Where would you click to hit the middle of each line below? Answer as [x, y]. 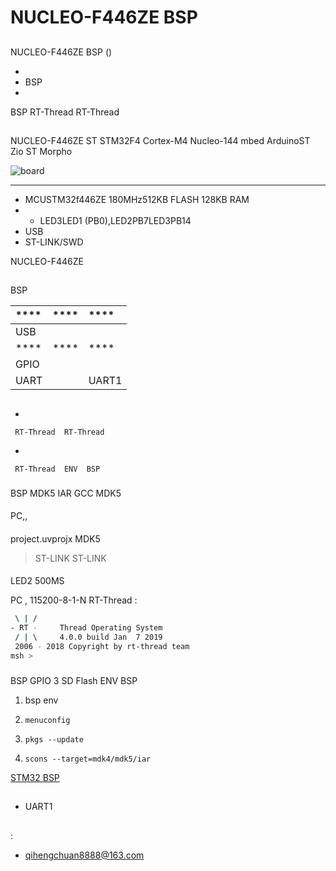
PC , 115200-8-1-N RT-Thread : [74, 600]
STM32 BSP [35, 777]
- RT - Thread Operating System [86, 628]
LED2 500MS [37, 581]
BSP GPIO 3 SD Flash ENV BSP [74, 680]
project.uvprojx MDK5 [55, 538]
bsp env [41, 700]
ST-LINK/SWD [54, 242]
